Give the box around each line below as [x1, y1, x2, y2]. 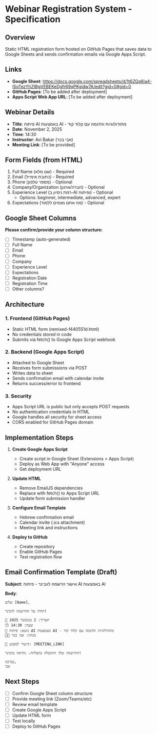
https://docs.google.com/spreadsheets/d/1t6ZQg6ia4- [42, 78, 152, 84]
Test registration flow [19, 554, 62, 559]
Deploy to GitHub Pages [12, 723, 61, 729]
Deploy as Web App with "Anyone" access [19, 461, 105, 467]
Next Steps [5, 677, 39, 686]
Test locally [12, 718, 36, 724]
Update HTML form [12, 712, 51, 718]
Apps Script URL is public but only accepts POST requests [12, 404, 130, 410]
